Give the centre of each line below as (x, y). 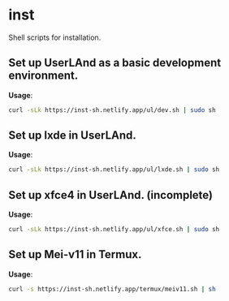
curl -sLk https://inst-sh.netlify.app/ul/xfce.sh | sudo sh (114, 230)
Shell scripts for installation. (55, 37)
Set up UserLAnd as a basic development (115, 63)
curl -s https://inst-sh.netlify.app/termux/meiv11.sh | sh (112, 289)
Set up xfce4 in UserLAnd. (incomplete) (111, 195)
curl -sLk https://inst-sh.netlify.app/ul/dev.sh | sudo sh (112, 110)
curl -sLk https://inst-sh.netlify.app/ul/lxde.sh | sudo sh (114, 170)
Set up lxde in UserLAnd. (72, 135)
